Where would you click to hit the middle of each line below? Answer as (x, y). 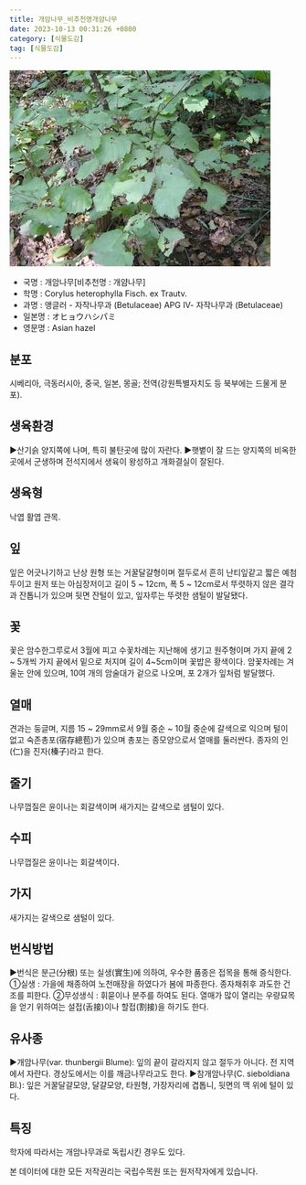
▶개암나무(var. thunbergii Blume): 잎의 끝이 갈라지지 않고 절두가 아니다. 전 (143, 1062)
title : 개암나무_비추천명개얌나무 (63, 19)
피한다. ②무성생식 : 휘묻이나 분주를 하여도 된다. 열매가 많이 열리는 (145, 996)
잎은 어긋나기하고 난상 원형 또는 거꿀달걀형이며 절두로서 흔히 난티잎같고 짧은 (145, 572)
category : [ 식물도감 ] (47, 38)
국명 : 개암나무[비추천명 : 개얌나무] (84, 283)
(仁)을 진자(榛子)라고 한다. (57, 752)
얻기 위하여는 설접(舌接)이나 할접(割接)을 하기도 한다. (114, 1007)
